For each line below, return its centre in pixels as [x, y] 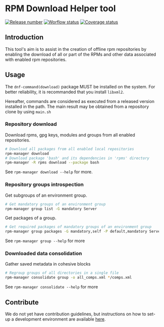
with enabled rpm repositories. [36, 60]
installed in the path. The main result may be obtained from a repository [77, 106]
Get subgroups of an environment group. [46, 195]
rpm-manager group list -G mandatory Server [51, 209]
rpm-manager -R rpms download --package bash [52, 163]
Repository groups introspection [44, 184]
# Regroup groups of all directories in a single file [62, 273]
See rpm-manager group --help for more [45, 241]
